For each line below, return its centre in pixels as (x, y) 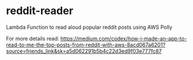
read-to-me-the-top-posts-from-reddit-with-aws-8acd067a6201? (86, 45)
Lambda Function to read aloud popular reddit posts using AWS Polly (89, 27)
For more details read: (33, 38)
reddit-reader (40, 11)
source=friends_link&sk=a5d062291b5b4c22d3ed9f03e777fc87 (84, 51)
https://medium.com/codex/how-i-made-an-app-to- (124, 38)
